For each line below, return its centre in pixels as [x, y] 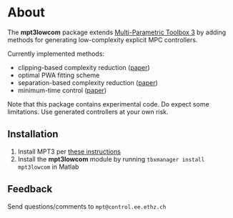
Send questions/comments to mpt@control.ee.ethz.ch [87, 206]
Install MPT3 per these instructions [69, 152]
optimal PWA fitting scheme [59, 75]
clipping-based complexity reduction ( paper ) [84, 67]
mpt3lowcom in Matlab [48, 167]
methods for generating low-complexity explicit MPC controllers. [103, 39]
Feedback [30, 189]
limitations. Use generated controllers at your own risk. [88, 112]
